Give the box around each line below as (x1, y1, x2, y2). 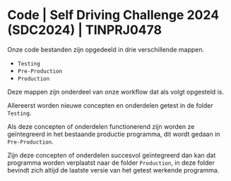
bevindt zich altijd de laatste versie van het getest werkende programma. (7, 166, 220, 174)
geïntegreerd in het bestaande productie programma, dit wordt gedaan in (7, 130, 220, 138)
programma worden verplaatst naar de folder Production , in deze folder (7, 158, 215, 167)
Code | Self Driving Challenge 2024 (7, 7, 220, 23)
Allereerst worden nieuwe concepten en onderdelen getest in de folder (7, 101, 213, 109)
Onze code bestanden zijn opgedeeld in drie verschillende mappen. (7, 45, 205, 54)
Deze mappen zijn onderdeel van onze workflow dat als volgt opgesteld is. (7, 87, 225, 96)
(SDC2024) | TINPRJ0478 (7, 22, 162, 38)
